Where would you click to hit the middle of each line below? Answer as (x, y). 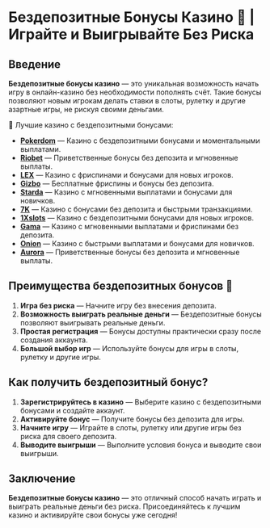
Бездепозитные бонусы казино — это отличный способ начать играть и (135, 498)
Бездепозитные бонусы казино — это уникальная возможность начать (134, 84)
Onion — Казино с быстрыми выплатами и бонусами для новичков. (137, 243)
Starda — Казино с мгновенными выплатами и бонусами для (126, 192)
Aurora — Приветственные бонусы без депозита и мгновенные (130, 252)
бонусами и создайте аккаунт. (72, 410)
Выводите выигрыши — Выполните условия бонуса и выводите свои (141, 445)
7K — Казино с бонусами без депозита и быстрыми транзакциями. (136, 209)
